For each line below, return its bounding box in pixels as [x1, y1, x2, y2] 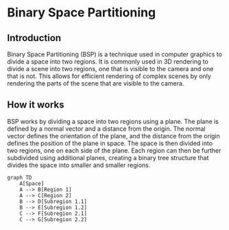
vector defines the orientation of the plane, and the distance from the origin [7, 131, 221, 140]
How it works [7, 99, 64, 111]
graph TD [7, 174, 32, 181]
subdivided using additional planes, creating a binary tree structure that [7, 153, 209, 162]
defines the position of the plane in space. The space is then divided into [7, 139, 213, 147]
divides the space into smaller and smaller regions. [7, 161, 151, 169]
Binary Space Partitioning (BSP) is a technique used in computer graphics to [7, 50, 223, 58]
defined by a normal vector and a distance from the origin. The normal [7, 125, 206, 133]
